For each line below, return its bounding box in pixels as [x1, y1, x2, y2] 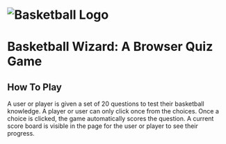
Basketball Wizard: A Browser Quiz [7, 39, 213, 55]
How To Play [7, 81, 63, 93]
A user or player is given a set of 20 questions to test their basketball [7, 99, 204, 108]
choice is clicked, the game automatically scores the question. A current [7, 115, 214, 123]
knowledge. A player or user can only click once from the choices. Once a [7, 107, 219, 115]
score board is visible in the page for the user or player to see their [7, 122, 198, 130]
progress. [7, 129, 35, 138]
